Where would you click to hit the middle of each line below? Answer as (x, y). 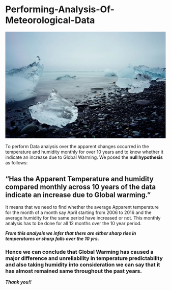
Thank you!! (18, 282)
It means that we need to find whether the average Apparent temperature (82, 207)
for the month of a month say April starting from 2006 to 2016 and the (78, 212)
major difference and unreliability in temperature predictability (84, 258)
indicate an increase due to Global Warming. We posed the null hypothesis (84, 157)
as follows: (17, 163)
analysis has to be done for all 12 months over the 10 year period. (73, 224)
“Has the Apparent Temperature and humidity (79, 179)
